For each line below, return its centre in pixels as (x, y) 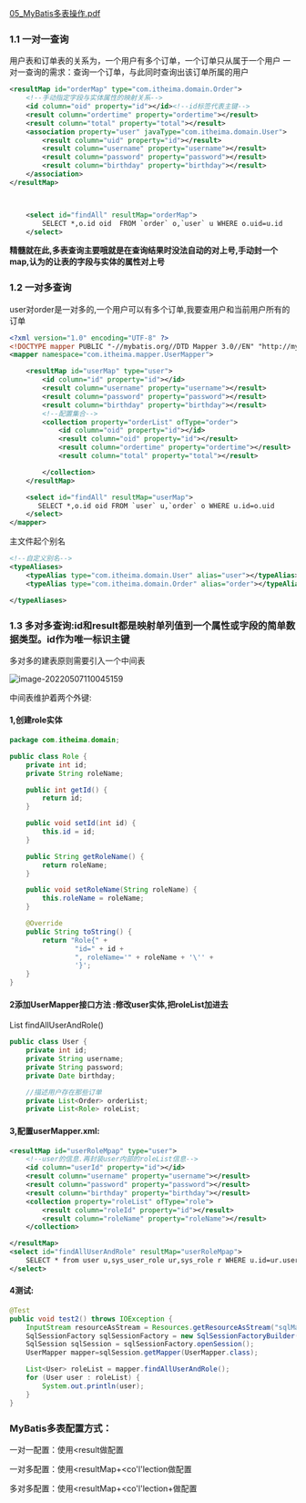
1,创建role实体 (36, 720)
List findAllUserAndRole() (57, 1025)
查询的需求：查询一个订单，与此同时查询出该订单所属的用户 (137, 72)
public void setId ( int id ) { (81, 823)
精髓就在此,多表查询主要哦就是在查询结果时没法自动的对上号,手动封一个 (144, 250)
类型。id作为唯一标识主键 (74, 639)
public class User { (49, 1042)
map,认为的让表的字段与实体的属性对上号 (87, 261)
